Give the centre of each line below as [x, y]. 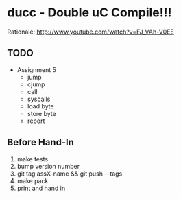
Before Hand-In [40, 142]
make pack [33, 180]
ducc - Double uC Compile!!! [89, 13]
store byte [41, 113]
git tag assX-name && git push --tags [70, 174]
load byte [40, 106]
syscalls [39, 99]
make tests [33, 159]
